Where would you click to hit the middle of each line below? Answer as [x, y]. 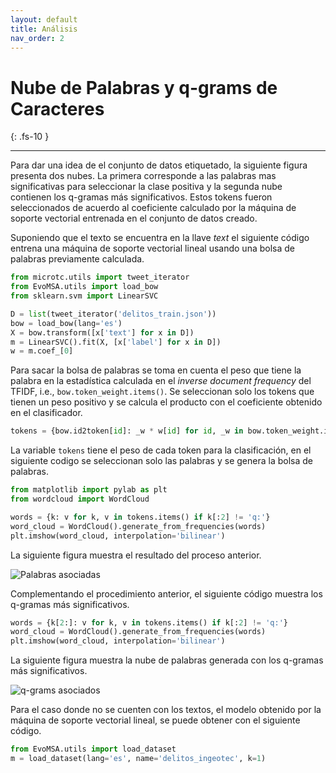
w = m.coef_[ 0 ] [42, 351]
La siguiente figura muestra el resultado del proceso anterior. [136, 555]
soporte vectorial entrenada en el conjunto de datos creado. [134, 218]
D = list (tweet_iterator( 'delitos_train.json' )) [113, 314]
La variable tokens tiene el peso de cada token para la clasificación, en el [161, 450]
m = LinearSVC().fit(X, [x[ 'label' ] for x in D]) [116, 342]
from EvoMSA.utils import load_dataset [93, 749]
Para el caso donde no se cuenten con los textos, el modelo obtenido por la [166, 710]
